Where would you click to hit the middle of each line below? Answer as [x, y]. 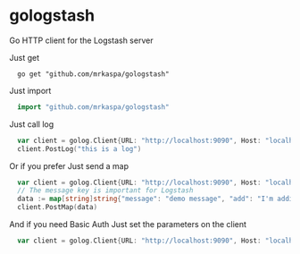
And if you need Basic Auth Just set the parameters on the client [128, 224]
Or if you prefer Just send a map [69, 165]
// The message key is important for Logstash [105, 190]
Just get [25, 57]
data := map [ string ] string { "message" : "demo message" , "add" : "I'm [146, 199]
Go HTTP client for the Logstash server [81, 40]
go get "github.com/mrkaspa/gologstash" [93, 74]
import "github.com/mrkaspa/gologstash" [93, 107]
